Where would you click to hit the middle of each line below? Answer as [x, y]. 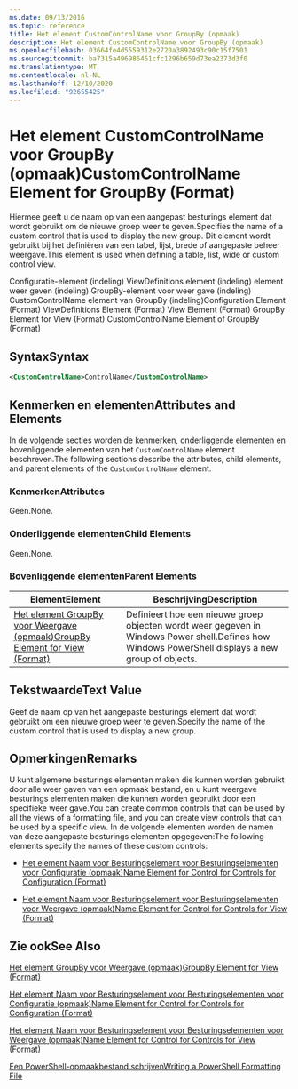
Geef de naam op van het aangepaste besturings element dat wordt [133, 711]
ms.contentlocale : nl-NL [55, 76]
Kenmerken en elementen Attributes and [122, 405]
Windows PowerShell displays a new [202, 647]
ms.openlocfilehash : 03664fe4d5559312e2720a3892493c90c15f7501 [129, 51]
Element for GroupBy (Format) [122, 192]
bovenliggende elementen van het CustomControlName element [122, 449]
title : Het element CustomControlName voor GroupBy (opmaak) [125, 34]
